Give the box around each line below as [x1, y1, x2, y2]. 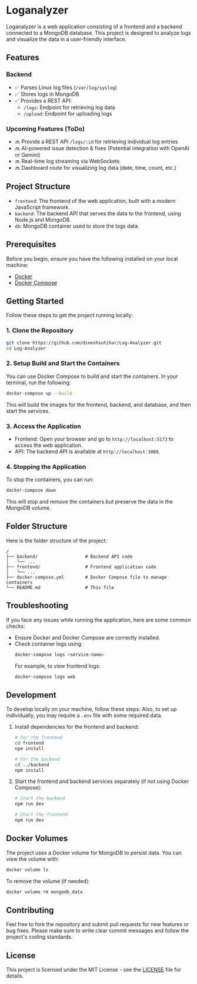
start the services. [6, 407, 50, 414]
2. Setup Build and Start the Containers [6, 359, 120, 367]
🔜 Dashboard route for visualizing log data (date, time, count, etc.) [14, 164, 176, 171]
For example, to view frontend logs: [14, 662, 101, 669]
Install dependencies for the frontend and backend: [14, 723, 139, 730]
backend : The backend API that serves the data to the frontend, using [14, 210, 181, 217]
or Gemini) [14, 151, 41, 158]
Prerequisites [6, 239, 56, 249]
